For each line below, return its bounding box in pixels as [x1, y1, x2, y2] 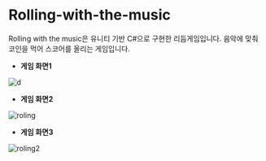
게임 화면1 [20, 61, 52, 71]
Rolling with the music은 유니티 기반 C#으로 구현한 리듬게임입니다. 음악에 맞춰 [8, 33, 259, 43]
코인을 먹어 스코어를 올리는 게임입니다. [8, 43, 130, 54]
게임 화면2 [20, 94, 54, 103]
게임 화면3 [20, 127, 54, 137]
